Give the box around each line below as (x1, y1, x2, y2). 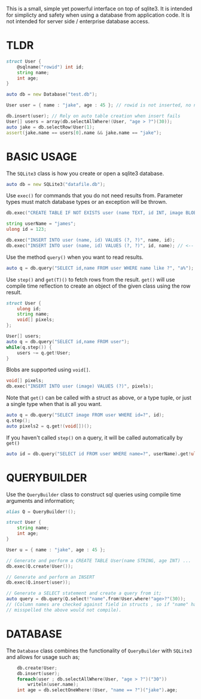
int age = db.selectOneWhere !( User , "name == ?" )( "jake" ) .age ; (17, 687, 178, 693)
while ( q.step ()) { (6, 344, 52, 350)
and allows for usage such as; (6, 653, 80, 660)
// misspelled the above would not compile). (6, 607, 121, 613)
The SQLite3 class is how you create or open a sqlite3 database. (6, 170, 165, 177)
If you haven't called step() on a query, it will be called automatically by (6, 434, 183, 441)
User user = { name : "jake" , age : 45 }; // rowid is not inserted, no (6, 102, 191, 108)
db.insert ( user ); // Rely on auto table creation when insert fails (6, 113, 181, 119)
